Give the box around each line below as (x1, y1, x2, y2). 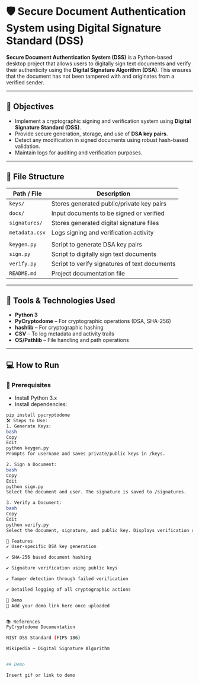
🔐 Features (6, 538, 33, 544)
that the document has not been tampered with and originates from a (6, 72, 175, 80)
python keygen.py (6, 445, 49, 451)
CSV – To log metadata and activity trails (14, 330, 114, 337)
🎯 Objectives (6, 102, 54, 112)
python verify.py (6, 522, 49, 528)
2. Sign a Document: (6, 461, 57, 468)
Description (97, 189, 130, 198)
